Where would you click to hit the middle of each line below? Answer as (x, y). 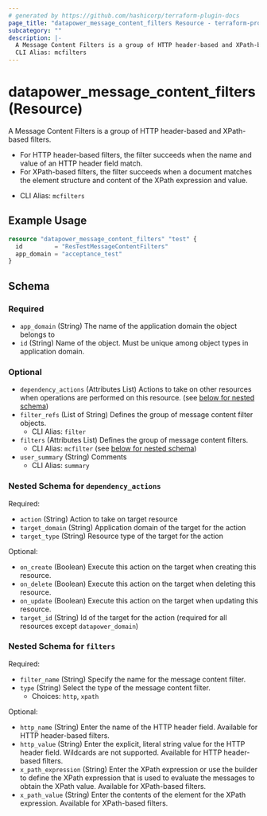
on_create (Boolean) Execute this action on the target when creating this (138, 567)
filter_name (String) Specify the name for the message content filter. (133, 679)
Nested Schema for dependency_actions (85, 486)
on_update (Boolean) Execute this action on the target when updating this (139, 600)
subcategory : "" (35, 30)
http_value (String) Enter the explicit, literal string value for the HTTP (132, 744)
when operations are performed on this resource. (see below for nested (137, 398)
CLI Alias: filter (59, 431)
